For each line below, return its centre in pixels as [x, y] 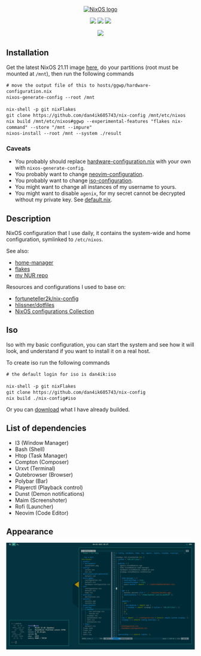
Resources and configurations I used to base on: [66, 287]
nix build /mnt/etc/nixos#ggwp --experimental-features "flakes [88, 121]
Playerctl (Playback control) [49, 487]
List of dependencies [46, 428]
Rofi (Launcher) [34, 506]
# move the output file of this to [51, 85]
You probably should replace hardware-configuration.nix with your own [103, 161]
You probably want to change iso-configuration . [74, 180]
